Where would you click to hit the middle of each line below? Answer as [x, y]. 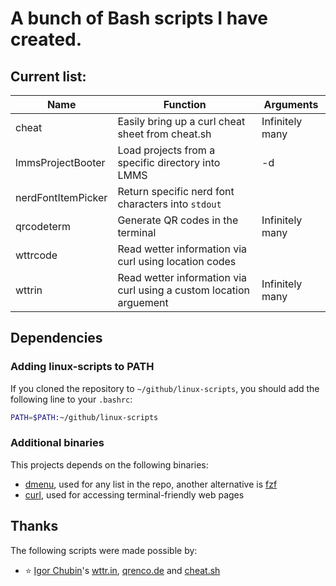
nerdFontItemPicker [61, 197]
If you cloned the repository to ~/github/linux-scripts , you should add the [165, 388]
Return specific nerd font [176, 191]
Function [185, 104]
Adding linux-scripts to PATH [82, 367]
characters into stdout [169, 204]
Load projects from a [166, 150]
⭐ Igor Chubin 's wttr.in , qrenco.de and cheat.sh [122, 570]
